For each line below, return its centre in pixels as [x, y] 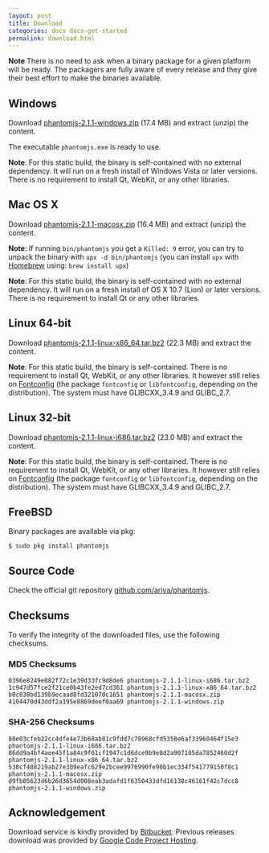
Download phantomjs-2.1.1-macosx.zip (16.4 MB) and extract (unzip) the [127, 224]
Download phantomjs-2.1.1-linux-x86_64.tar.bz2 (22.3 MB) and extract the [130, 342]
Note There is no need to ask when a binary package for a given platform [130, 61]
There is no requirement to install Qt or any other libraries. [104, 297]
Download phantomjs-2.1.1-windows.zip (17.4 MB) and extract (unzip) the [128, 123]
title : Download [35, 23]
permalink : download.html [51, 38]
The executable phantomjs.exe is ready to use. [85, 147]
